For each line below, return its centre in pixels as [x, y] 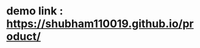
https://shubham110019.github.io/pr [100, 24]
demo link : [35, 11]
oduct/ [23, 37]
